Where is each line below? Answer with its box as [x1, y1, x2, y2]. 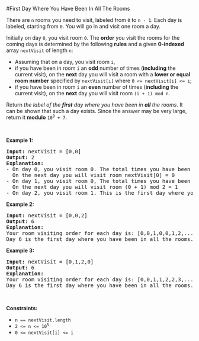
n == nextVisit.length [14, 317, 71, 323]
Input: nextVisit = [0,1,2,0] [6, 259, 94, 265]
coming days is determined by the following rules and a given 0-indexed [6, 41, 185, 47]
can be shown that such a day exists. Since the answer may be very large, [6, 108, 187, 114]
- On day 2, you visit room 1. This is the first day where [6, 189, 185, 196]
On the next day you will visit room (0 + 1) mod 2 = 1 [12, 184, 178, 190]
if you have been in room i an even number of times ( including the [14, 83, 179, 91]
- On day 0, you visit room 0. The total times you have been [6, 166, 191, 172]
